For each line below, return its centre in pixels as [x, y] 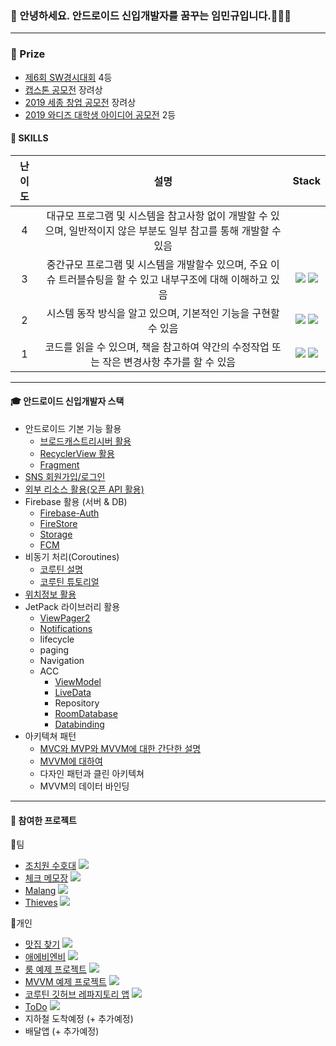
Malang [40, 891]
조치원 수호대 [50, 866]
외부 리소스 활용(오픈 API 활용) [84, 489]
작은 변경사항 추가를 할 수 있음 [169, 362]
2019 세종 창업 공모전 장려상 [80, 102]
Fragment [59, 465]
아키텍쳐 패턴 [50, 736]
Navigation [62, 660]
